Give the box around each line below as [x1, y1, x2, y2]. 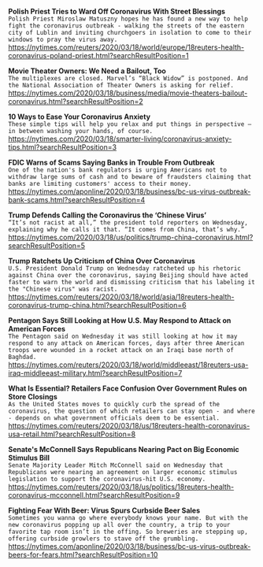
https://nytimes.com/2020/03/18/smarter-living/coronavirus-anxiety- [8, 134, 232, 143]
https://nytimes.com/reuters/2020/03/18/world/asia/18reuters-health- [8, 292, 235, 302]
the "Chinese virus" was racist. [8, 285, 118, 293]
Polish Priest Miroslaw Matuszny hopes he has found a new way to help [8, 15, 248, 23]
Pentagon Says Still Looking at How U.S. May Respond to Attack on [8, 316, 232, 325]
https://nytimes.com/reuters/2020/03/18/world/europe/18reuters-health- [8, 43, 245, 52]
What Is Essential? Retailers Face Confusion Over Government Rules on [8, 384, 247, 393]
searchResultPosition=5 [8, 241, 85, 250]
